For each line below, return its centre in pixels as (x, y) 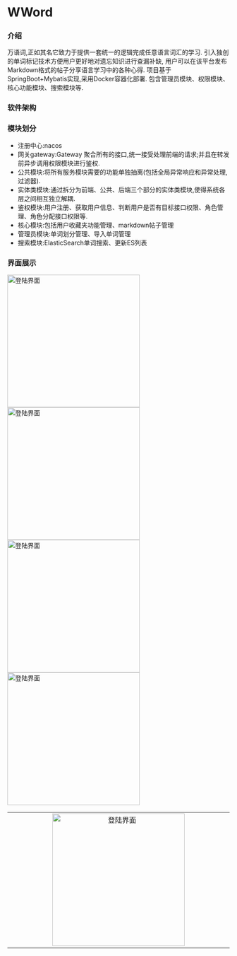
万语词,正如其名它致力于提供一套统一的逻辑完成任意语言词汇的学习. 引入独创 (118, 52)
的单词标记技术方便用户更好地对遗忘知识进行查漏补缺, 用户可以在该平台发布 (117, 62)
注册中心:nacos (39, 145)
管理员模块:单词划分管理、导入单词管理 (74, 233)
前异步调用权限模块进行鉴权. (59, 163)
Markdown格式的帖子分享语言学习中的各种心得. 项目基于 (89, 70)
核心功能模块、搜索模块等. (45, 88)
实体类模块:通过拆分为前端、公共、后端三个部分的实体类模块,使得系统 (118, 190)
